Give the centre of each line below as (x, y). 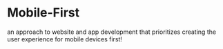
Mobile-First (43, 13)
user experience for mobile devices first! (65, 39)
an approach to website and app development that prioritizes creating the (111, 32)
